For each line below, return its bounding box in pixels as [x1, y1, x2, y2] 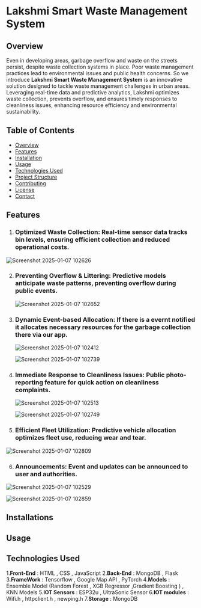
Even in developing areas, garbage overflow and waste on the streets [6, 57, 178, 64]
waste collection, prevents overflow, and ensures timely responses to [6, 95, 178, 102]
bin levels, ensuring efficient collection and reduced [14, 236, 170, 244]
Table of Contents [6, 125, 75, 136]
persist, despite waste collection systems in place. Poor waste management [6, 63, 194, 70]
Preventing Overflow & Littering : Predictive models [14, 272, 166, 280]
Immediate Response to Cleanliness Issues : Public [14, 371, 165, 379]
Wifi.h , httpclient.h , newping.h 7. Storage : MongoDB [6, 595, 138, 602]
